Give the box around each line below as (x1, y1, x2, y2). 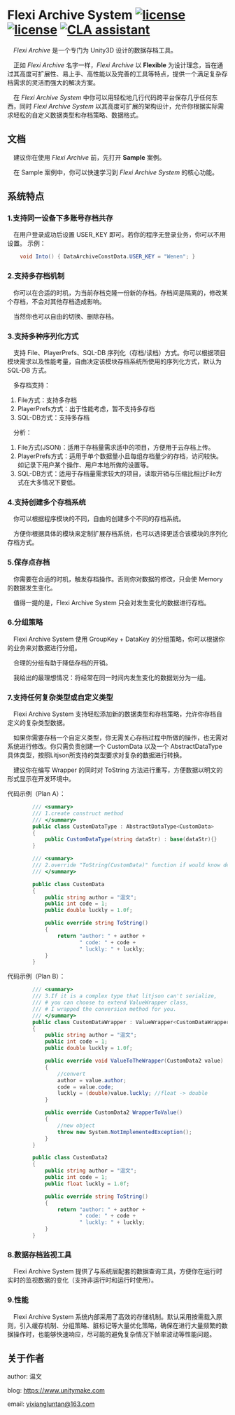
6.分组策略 (7, 617, 43, 627)
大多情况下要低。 (29, 478, 79, 486)
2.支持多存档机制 (7, 271, 65, 281)
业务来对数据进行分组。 (13, 643, 81, 651)
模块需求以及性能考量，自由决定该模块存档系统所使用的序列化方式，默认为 (7, 357, 222, 366)
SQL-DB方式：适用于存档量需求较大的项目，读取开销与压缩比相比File (17, 469, 217, 478)
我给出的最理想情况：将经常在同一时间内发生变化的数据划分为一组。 (13, 673, 210, 682)
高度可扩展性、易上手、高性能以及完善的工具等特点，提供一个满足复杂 (19, 69, 222, 78)
